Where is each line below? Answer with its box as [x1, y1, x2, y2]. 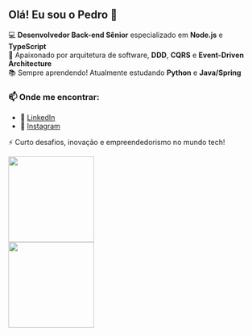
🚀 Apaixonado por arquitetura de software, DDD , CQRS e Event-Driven [8, 50, 244, 60]
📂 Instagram [19, 122, 60, 131]
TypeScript [8, 41, 47, 51]
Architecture [8, 58, 52, 68]
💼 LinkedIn [19, 113, 56, 122]
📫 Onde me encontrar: [8, 91, 100, 102]
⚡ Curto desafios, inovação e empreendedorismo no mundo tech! [8, 138, 225, 147]
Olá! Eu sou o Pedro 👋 [8, 8, 118, 22]
